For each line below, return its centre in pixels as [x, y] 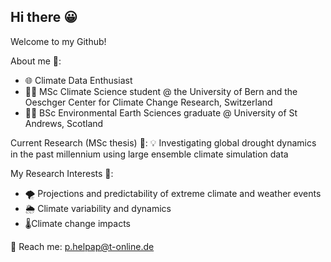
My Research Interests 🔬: [62, 173]
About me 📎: [36, 61]
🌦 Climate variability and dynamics [98, 208]
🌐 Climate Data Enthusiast [78, 80]
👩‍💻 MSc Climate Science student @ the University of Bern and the [161, 91]
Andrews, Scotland [64, 123]
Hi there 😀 [44, 17]
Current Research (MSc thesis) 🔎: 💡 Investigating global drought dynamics [163, 142]
